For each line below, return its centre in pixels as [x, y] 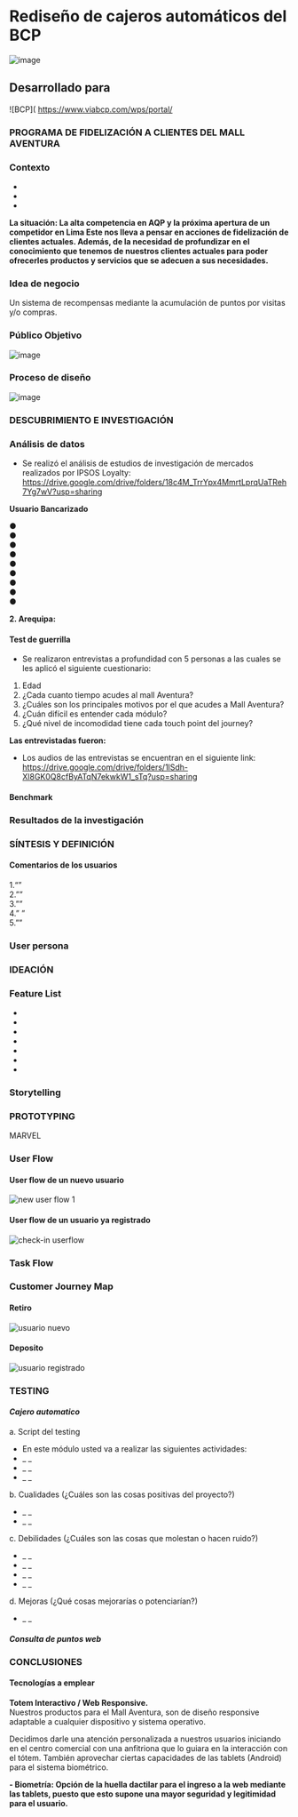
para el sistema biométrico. [59, 1767]
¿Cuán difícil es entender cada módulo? [94, 714]
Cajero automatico [45, 1412]
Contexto [30, 167]
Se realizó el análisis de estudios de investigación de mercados [138, 463]
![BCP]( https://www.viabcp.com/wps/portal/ [91, 109]
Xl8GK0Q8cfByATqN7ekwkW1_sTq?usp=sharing [110, 777]
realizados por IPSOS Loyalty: [76, 473]
